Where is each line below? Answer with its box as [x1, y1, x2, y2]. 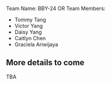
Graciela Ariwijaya [14, 41, 58, 48]
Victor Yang [14, 23, 43, 29]
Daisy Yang [14, 29, 42, 36]
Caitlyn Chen [14, 35, 46, 41]
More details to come [6, 58, 85, 68]
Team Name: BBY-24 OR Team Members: [6, 5, 106, 12]
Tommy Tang [14, 16, 46, 23]
